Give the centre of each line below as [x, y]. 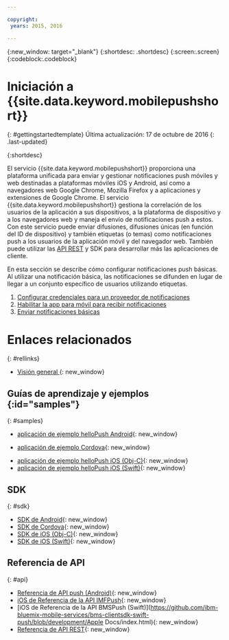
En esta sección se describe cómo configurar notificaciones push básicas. [112, 269]
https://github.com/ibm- [184, 607]
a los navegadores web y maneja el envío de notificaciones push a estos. [110, 220]
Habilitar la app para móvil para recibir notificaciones [92, 305]
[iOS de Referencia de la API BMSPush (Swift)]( [84, 607]
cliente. [17, 256]
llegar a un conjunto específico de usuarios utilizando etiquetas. [97, 284]
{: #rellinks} [23, 358]
